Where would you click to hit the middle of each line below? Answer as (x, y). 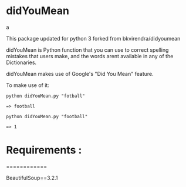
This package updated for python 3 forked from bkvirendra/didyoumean (93, 38)
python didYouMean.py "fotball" (45, 96)
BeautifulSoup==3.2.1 (32, 178)
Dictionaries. (21, 62)
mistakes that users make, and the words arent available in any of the (90, 56)
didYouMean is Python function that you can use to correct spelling (87, 50)
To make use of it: (28, 85)
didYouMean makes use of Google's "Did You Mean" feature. (80, 74)
